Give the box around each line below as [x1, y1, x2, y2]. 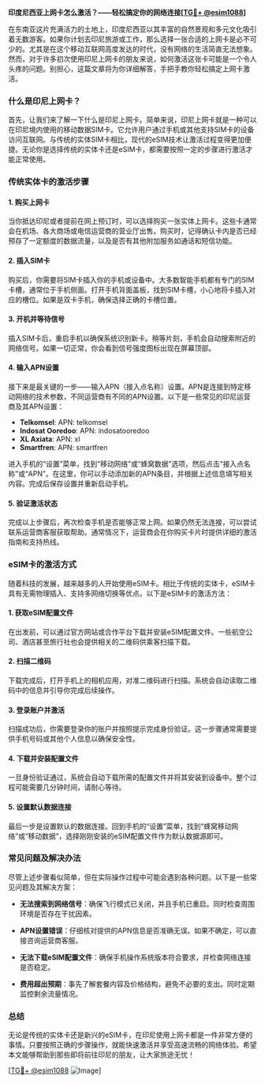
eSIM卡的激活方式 [8, 559, 77, 570]
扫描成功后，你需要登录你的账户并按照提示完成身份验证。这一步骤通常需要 [8, 724, 250, 734]
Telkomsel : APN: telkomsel [19, 418, 108, 427]
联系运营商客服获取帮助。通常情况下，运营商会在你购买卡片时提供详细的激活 [8, 528, 257, 537]
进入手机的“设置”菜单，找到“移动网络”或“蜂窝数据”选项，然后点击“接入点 [8, 459, 244, 469]
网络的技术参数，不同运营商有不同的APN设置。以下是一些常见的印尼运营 [14, 392, 251, 402]
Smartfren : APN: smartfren [19, 443, 108, 453]
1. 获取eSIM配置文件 [8, 608, 74, 618]
